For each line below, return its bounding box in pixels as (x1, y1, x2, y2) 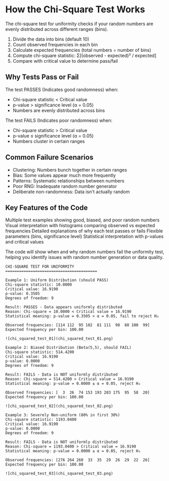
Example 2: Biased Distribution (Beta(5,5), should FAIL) (5, 345, 132, 350)
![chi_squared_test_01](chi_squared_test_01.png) (5, 336, 114, 341)
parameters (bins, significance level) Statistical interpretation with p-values (5, 233, 164, 239)
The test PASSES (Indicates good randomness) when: (5, 86, 119, 92)
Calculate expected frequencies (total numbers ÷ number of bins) (12, 47, 152, 53)
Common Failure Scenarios (5, 153, 94, 162)
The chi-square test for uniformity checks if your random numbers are (5, 21, 154, 27)
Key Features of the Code (5, 203, 88, 212)
